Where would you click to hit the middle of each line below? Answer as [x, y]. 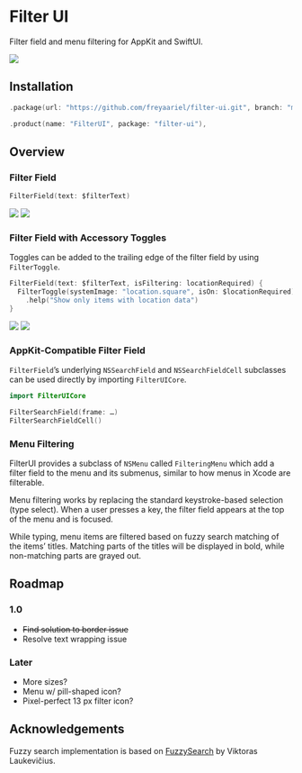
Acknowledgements [67, 729]
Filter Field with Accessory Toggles [88, 238]
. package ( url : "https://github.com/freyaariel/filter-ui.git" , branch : [146, 107]
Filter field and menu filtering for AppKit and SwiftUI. [107, 41]
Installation [41, 87]
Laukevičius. [32, 760]
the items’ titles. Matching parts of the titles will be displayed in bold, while [147, 546]
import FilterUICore [48, 396]
